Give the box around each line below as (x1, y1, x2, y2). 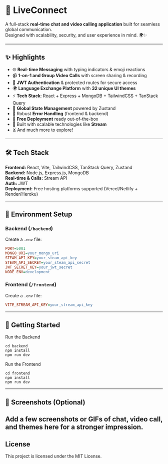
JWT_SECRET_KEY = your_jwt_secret (5, 265, 72, 270)
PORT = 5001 (5, 246, 26, 251)
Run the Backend (5, 334, 40, 340)
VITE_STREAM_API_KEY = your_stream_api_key (5, 302, 93, 307)
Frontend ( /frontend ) (5, 281, 56, 288)
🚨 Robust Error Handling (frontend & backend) (12, 110, 108, 117)
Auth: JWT (5, 180, 28, 186)
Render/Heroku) (5, 191, 38, 197)
